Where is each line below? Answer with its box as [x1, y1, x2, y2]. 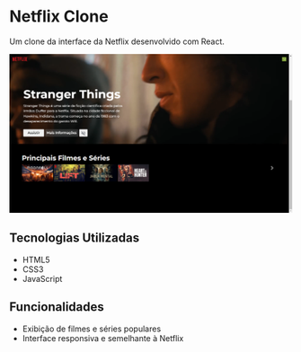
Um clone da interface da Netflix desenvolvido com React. [9, 36, 225, 47]
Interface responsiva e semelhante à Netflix [22, 332, 184, 343]
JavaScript [22, 273, 63, 284]
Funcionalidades [9, 299, 105, 315]
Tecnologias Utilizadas [9, 231, 140, 246]
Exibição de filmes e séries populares [22, 323, 162, 334]
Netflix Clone [9, 6, 110, 27]
